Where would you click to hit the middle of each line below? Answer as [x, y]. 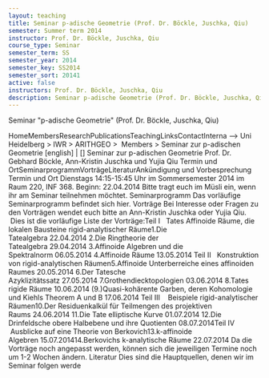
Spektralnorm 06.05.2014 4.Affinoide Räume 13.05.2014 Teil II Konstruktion [134, 255]
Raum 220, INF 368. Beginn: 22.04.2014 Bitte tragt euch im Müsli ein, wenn [132, 187]
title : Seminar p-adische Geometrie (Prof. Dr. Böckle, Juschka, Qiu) [128, 23]
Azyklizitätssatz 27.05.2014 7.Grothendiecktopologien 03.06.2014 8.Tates [129, 280]
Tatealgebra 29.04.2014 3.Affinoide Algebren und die [96, 247]
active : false [32, 82]
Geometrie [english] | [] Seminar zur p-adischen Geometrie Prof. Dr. [120, 153]
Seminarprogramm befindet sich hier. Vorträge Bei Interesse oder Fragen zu [133, 204]
